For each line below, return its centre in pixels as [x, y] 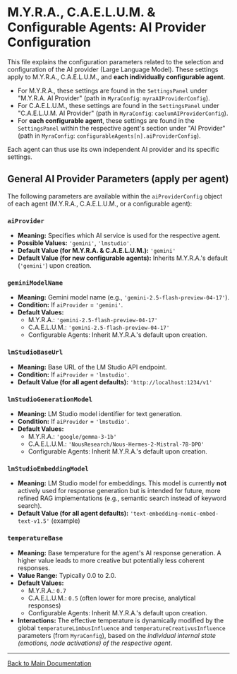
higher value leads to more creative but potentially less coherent [111, 560]
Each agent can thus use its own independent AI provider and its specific [114, 149]
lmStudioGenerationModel [50, 399]
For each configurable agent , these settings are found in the [106, 120]
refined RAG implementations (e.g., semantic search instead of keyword [122, 498]
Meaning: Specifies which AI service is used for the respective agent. [119, 236]
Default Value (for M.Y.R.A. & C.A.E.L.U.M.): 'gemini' [97, 251]
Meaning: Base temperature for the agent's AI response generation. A [119, 552]
